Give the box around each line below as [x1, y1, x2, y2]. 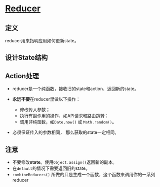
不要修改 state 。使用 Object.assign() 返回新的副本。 [12, 159, 117, 165]
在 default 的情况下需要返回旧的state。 [12, 165, 90, 171]
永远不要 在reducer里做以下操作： [12, 96, 80, 102]
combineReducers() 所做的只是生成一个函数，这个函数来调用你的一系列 [12, 172, 156, 178]
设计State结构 [5, 54, 48, 62]
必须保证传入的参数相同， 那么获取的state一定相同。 [12, 129, 120, 135]
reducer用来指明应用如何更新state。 [5, 38, 79, 43]
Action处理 [5, 72, 39, 80]
